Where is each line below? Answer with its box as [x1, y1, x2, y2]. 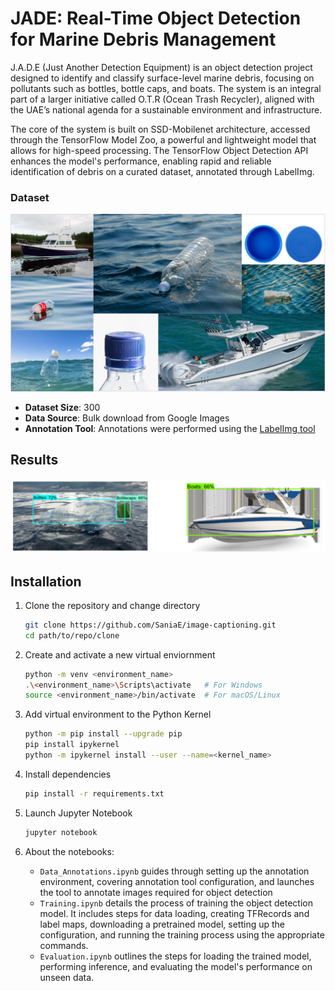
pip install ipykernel [24, 740, 120, 750]
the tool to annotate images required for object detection [39, 886, 273, 898]
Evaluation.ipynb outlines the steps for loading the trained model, [39, 950, 312, 962]
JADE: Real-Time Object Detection [10, 7, 302, 30]
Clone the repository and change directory [24, 599, 201, 611]
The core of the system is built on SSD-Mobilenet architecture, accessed [10, 123, 311, 135]
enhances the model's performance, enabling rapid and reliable [10, 155, 272, 167]
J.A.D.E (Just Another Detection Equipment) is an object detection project [10, 61, 313, 73]
